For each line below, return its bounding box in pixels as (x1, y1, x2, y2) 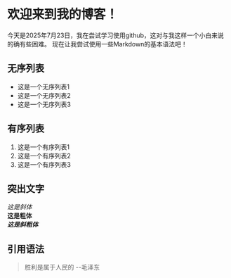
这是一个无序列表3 (17, 100, 72, 108)
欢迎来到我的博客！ (7, 6, 119, 23)
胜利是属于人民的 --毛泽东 (24, 263, 100, 272)
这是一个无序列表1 (17, 82, 70, 91)
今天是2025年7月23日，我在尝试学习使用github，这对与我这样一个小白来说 (7, 31, 225, 39)
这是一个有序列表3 (17, 160, 72, 169)
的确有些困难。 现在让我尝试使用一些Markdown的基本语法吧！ (7, 39, 187, 48)
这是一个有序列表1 (17, 142, 70, 151)
